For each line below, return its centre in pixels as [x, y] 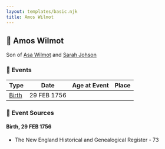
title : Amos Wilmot [30, 17]
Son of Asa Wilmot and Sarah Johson [52, 55]
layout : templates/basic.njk [42, 11]
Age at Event [90, 85]
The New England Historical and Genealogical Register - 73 [87, 140]
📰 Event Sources [30, 113]
